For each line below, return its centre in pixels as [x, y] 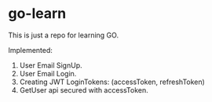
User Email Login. [48, 73]
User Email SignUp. [51, 65]
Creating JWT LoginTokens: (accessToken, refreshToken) [112, 82]
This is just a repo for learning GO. [64, 35]
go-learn [37, 14]
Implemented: [31, 50]
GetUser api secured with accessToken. [84, 90]
